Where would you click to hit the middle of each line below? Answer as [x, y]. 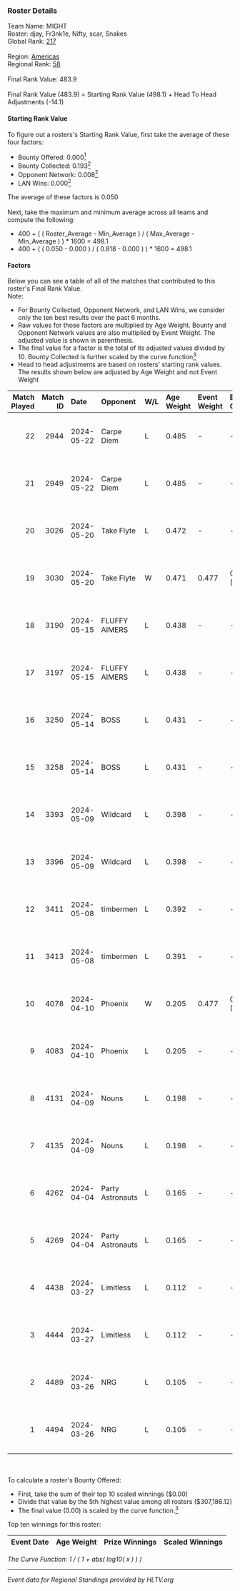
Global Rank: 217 [32, 41]
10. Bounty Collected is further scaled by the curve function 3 [107, 356]
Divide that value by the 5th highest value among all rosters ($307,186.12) [125, 1501]
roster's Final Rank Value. [45, 288]
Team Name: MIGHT [37, 26]
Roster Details [32, 11]
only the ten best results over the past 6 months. [89, 318]
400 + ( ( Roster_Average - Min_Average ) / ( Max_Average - [106, 234]
